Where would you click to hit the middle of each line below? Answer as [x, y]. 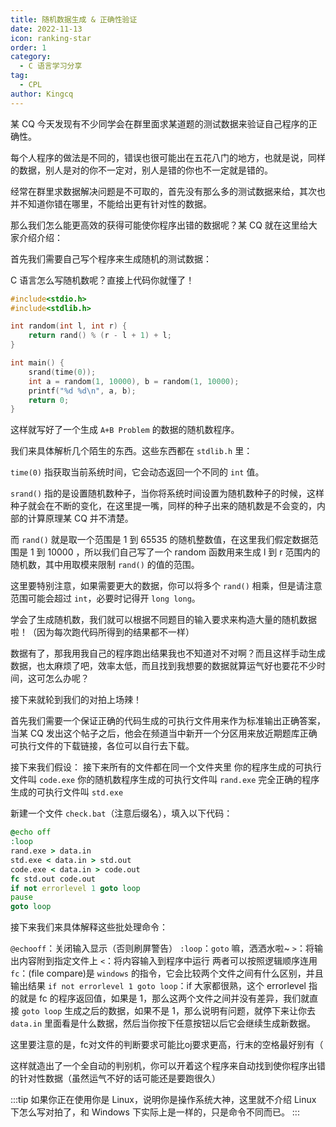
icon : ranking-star [51, 38]
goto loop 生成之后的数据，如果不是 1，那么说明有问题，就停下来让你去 [168, 1011]
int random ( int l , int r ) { [69, 326]
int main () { [37, 363]
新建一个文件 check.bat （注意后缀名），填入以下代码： [121, 813]
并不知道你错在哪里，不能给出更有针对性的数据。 [111, 203]
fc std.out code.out [53, 879]
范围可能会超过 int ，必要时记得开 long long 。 [105, 598]
